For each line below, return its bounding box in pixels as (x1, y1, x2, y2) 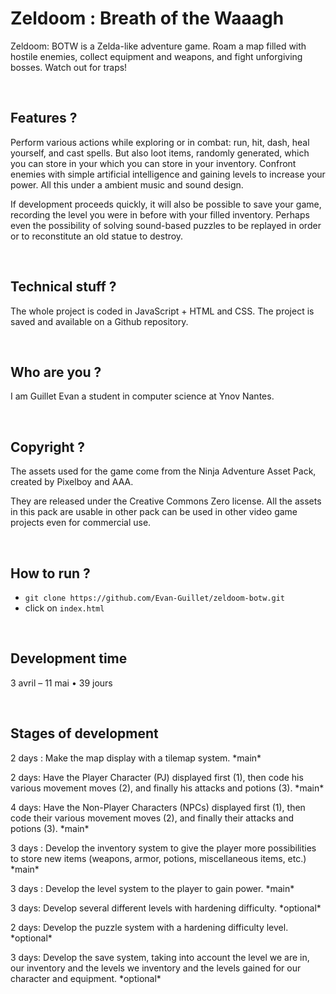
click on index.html (24, 602, 105, 614)
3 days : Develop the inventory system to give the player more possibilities (10, 842, 317, 854)
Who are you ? (10, 363, 102, 381)
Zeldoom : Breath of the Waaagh (10, 7, 285, 30)
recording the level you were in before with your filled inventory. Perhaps (10, 208, 310, 221)
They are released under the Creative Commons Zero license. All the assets (10, 495, 322, 507)
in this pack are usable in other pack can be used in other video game (10, 506, 298, 518)
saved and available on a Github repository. (10, 315, 189, 327)
